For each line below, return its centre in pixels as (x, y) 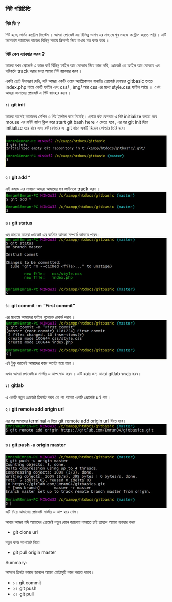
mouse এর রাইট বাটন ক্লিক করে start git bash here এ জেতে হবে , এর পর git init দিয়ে (77, 122)
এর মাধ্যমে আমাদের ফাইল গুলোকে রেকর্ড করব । (40, 317)
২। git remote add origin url (35, 409)
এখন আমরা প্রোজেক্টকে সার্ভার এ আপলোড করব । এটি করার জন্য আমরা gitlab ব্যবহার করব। (73, 373)
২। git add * (18, 177)
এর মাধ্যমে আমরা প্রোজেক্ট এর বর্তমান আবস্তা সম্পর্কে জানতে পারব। (52, 234)
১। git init (15, 104)
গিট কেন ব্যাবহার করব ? (25, 54)
